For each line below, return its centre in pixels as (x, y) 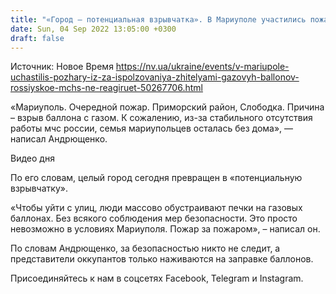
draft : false (37, 38)
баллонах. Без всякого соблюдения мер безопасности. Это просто (154, 218)
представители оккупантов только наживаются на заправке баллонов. (162, 259)
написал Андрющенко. (59, 139)
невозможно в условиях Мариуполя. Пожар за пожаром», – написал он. (165, 229)
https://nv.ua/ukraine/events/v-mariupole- (202, 67)
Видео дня (32, 158)
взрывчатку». (39, 188)
